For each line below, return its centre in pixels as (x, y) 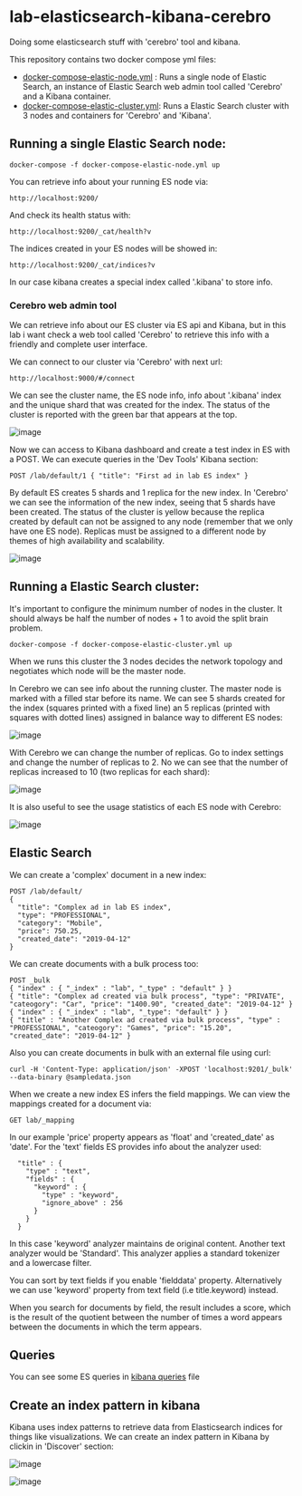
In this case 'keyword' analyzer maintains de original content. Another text (147, 1243)
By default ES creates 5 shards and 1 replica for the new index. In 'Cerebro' (149, 493)
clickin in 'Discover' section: (62, 1446)
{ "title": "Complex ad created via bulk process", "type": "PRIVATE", (147, 996)
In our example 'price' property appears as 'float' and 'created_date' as (142, 1137)
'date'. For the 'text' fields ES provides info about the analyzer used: (136, 1146)
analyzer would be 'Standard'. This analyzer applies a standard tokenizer (145, 1253)
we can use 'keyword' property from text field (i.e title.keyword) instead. (144, 1289)
